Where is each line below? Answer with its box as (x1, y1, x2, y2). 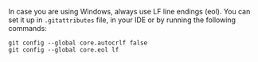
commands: (8, 24, 48, 33)
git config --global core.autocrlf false (8, 39, 148, 47)
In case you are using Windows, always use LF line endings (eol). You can (8, 7, 251, 16)
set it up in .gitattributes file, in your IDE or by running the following (8, 15, 236, 25)
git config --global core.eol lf (8, 46, 119, 54)
